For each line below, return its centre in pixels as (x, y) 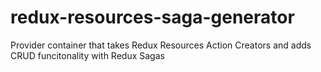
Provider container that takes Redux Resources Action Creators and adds (161, 45)
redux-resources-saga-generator (152, 17)
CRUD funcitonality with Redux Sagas (87, 55)
